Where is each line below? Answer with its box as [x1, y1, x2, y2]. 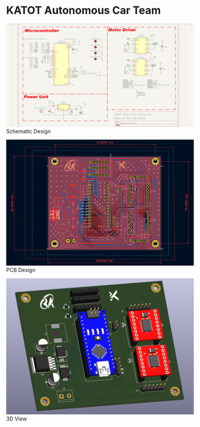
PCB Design [6, 267, 36, 274]
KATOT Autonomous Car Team [6, 4, 161, 17]
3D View [6, 415, 27, 422]
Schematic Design [6, 127, 51, 135]
